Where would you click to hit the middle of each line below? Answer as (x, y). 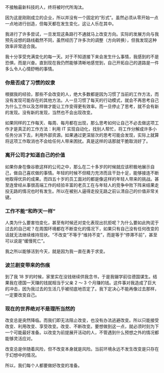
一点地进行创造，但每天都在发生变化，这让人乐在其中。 (61, 24)
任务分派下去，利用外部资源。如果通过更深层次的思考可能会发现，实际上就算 (82, 135)
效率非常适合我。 (22, 46)
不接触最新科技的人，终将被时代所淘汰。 (46, 7)
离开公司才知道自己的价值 (35, 155)
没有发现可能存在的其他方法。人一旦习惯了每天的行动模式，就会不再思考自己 (82, 100)
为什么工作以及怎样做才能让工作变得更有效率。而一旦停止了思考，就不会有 (80, 106)
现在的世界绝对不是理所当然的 (40, 309)
